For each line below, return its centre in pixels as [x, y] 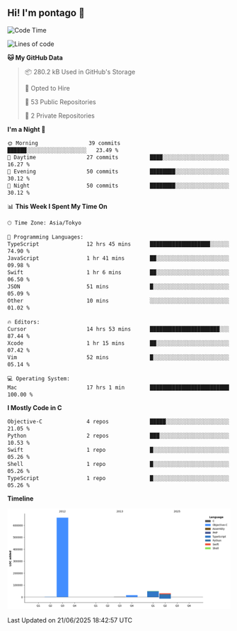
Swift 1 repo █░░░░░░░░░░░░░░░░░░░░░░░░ [118, 450]
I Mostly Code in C [35, 407]
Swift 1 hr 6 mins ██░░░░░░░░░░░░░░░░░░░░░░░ [118, 272]
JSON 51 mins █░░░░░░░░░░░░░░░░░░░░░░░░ [118, 286]
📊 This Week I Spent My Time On [57, 206]
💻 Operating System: [39, 379]
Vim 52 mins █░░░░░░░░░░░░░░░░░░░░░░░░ [118, 357]
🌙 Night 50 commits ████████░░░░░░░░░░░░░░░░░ [118, 186]
